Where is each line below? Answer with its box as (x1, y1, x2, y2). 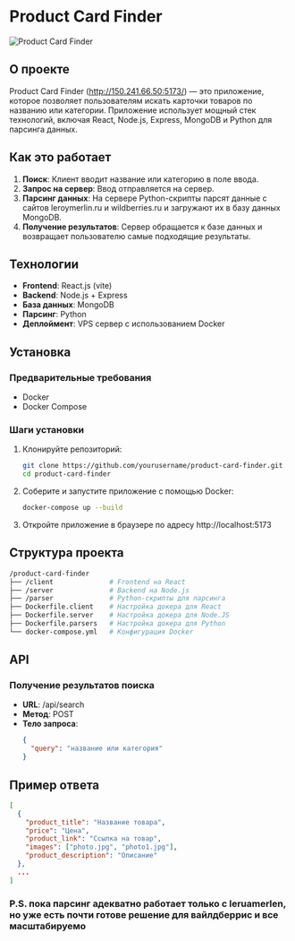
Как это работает (9, 150, 112, 165)
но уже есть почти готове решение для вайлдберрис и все (9, 908, 279, 920)
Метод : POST (21, 709, 74, 720)
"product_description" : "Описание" (25, 851, 158, 860)
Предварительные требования (9, 371, 152, 384)
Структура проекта (9, 545, 124, 561)
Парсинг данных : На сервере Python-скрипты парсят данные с (21, 193, 268, 203)
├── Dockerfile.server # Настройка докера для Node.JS (9, 611, 230, 620)
